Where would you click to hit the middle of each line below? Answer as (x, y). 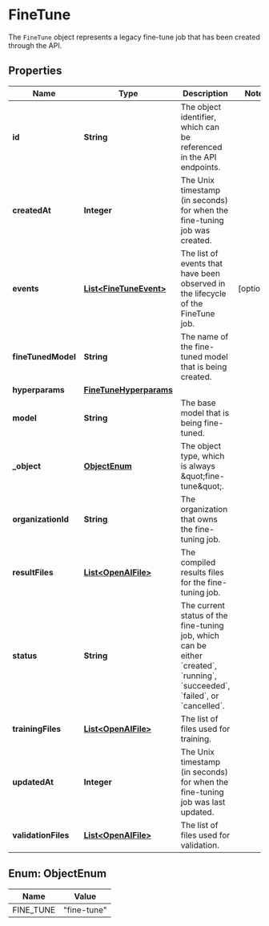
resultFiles (33, 572)
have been (200, 273)
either (191, 656)
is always (198, 465)
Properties (35, 71)
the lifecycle (203, 293)
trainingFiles (37, 729)
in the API (199, 156)
